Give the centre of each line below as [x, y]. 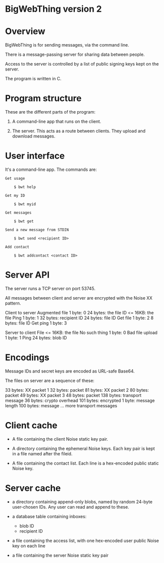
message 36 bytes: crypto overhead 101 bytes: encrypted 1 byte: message [80, 400]
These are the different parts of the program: [50, 112]
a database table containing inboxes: [49, 516]
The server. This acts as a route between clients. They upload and [79, 131]
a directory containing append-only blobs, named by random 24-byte [82, 502]
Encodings [27, 358]
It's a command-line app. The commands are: [51, 169]
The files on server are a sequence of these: [50, 380]
